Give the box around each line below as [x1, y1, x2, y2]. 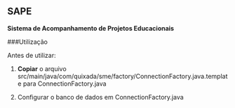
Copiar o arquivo [17, 64, 67, 72]
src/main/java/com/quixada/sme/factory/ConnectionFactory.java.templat [17, 72, 228, 80]
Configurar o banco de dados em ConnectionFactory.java [17, 93, 184, 101]
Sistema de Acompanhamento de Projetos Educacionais [7, 24, 174, 32]
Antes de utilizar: [7, 51, 56, 59]
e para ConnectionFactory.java [17, 79, 107, 88]
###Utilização [7, 38, 48, 46]
